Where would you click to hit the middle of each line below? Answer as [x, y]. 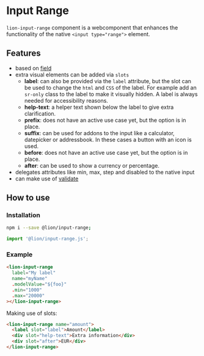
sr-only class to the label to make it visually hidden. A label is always [111, 94]
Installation [24, 215]
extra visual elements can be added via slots [72, 75]
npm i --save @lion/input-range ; [49, 228]
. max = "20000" [28, 295]
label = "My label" [34, 273]
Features [24, 54]
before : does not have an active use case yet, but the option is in [106, 152]
